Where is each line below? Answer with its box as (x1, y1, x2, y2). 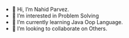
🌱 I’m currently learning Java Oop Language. (11, 19, 124, 25)
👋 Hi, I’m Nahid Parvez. (11, 6, 69, 13)
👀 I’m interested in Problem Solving (11, 12, 99, 19)
